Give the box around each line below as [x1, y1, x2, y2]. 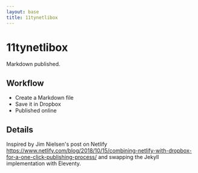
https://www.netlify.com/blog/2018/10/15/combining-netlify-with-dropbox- [6, 147, 192, 154]
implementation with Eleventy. [6, 160, 82, 167]
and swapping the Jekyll [97, 154, 159, 161]
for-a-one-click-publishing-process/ [6, 154, 97, 161]
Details [6, 125, 33, 135]
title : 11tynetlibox [6, 15, 59, 21]
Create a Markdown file [15, 94, 74, 102]
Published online [15, 107, 57, 114]
